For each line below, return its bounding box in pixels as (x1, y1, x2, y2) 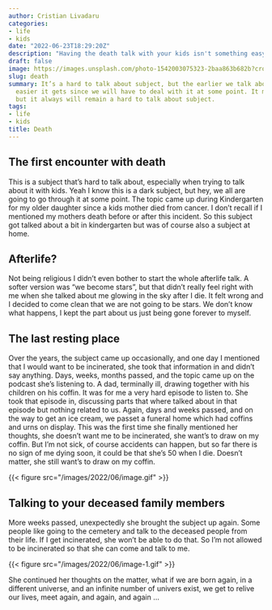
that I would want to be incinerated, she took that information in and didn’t (8, 362, 255, 372)
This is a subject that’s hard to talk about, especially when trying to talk (8, 176, 245, 187)
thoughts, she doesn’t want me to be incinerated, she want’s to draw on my (8, 431, 259, 441)
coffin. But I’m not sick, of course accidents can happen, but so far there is (8, 439, 257, 449)
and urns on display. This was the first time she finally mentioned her (8, 422, 239, 432)
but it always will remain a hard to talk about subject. (15, 95, 216, 103)
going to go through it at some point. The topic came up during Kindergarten (8, 194, 264, 204)
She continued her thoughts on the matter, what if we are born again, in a (8, 575, 253, 585)
